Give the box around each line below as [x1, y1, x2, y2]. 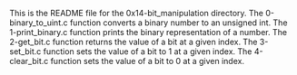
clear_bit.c [9, 56, 49, 66]
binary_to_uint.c [9, 17, 68, 28]
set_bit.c [9, 46, 42, 57]
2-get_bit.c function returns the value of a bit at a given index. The [9, 36, 258, 47]
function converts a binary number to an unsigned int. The [69, 17, 288, 28]
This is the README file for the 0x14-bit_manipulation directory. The [9, 8, 263, 18]
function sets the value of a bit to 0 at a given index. [50, 56, 245, 66]
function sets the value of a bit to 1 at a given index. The [43, 46, 252, 57]
